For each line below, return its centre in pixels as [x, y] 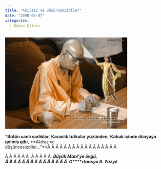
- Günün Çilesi [25, 26]
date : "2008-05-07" [25, 15]
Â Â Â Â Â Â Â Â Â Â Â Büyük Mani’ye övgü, [51, 156]
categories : [17, 20]
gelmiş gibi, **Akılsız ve [30, 142]
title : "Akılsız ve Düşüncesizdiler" [43, 10]
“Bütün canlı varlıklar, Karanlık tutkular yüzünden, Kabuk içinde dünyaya [81, 137]
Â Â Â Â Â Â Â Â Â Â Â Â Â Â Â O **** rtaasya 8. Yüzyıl [61, 162]
